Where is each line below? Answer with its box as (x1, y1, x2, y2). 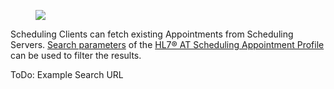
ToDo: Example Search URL (10, 69, 124, 80)
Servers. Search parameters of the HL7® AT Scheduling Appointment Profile (10, 39, 325, 50)
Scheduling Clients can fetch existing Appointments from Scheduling (10, 28, 294, 40)
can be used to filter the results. (10, 50, 142, 61)
